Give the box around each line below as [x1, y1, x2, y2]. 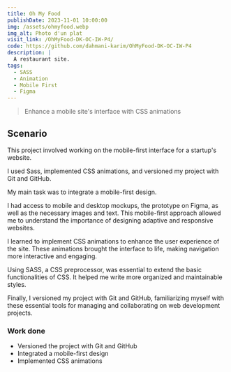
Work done [7, 326, 45, 336]
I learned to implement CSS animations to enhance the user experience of [7, 237, 220, 245]
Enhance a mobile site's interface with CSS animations [24, 107, 181, 116]
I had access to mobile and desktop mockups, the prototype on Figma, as [7, 201, 218, 209]
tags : [7, 62, 23, 69]
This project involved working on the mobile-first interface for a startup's [7, 146, 217, 154]
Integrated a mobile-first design [17, 350, 109, 358]
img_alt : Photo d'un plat [7, 29, 82, 37]
